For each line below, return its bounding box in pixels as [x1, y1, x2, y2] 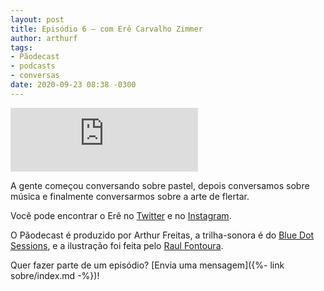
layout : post [10, 14, 65, 25]
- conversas [10, 71, 60, 81]
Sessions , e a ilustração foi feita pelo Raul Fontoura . [10, 239, 224, 251]
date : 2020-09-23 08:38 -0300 [10, 80, 137, 90]
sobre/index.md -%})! [10, 269, 100, 281]
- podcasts [10, 61, 56, 71]
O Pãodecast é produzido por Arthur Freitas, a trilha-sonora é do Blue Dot [10, 229, 315, 241]
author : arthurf [10, 33, 78, 43]
